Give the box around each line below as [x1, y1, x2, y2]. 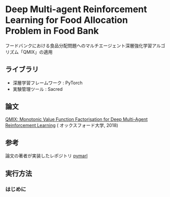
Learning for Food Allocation [5, 14, 128, 26]
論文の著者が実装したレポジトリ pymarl [5, 153, 88, 159]
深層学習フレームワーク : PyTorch [12, 80, 83, 86]
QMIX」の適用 [22, 49, 53, 55]
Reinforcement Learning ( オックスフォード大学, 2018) [5, 122, 118, 128]
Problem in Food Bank [5, 25, 99, 37]
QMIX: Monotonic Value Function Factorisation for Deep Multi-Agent [5, 116, 148, 122]
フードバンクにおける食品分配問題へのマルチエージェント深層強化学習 [5, 42, 152, 49]
